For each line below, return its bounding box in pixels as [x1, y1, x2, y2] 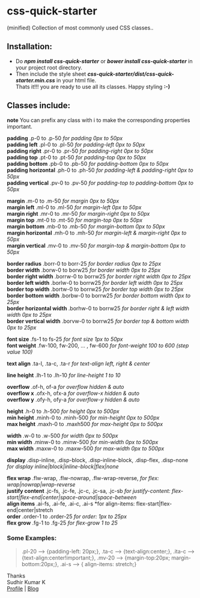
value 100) [7, 348, 33, 355]
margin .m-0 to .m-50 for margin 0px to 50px [7, 197, 120, 204]
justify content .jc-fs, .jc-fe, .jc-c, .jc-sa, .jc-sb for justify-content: [7, 487, 171, 494]
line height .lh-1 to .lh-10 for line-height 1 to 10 [7, 371, 121, 379]
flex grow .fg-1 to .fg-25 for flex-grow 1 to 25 [7, 519, 118, 526]
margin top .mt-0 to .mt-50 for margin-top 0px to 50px [7, 216, 143, 224]
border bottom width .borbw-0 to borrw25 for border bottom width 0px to [7, 291, 191, 299]
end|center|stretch [7, 506, 53, 513]
